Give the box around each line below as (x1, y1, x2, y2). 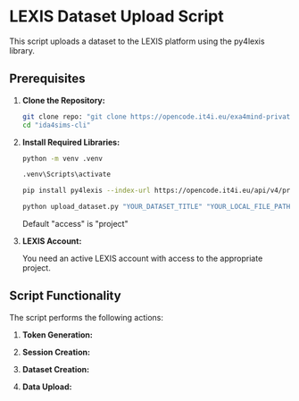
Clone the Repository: (21, 95, 105, 105)
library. (9, 45, 36, 55)
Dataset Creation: (21, 363, 90, 374)
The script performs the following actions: (9, 312, 163, 322)
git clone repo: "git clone (21, 112, 127, 121)
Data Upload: (21, 381, 72, 392)
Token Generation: (21, 329, 94, 340)
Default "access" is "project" (21, 219, 129, 229)
